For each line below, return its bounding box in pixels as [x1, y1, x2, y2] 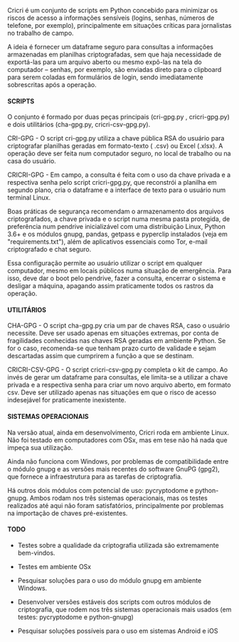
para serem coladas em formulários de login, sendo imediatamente [7, 73, 204, 81]
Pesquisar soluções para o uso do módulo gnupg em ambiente [17, 576, 202, 584]
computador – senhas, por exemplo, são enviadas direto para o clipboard [7, 66, 222, 73]
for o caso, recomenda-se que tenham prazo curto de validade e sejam [7, 344, 216, 352]
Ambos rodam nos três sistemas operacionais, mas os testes [29, 494, 208, 502]
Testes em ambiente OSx [17, 562, 91, 571]
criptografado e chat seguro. [7, 245, 92, 254]
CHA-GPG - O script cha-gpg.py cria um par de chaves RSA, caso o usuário [7, 321, 230, 330]
